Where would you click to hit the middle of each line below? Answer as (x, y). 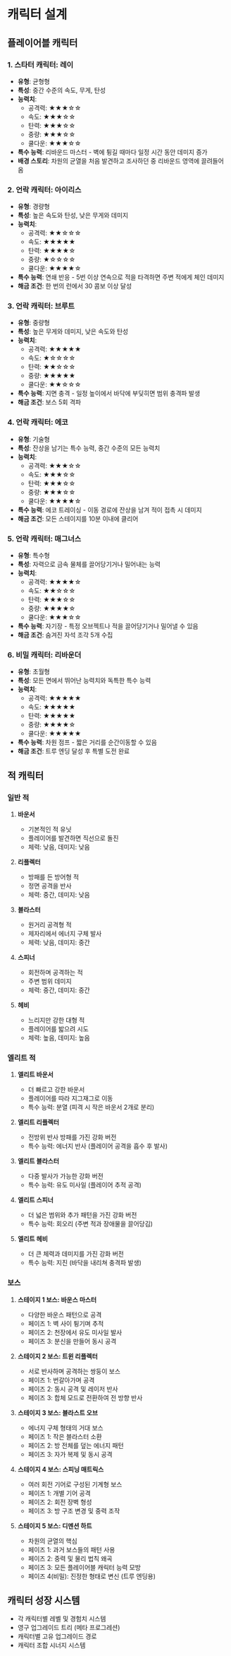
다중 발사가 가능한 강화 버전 (65, 1176)
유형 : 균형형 (34, 81)
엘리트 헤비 (32, 1239)
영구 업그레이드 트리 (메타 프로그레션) (69, 1628)
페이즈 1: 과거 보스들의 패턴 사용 (71, 1549)
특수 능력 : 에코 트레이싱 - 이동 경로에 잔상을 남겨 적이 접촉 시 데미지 (110, 510)
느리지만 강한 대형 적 (56, 1020)
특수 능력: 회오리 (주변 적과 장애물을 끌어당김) (90, 1224)
